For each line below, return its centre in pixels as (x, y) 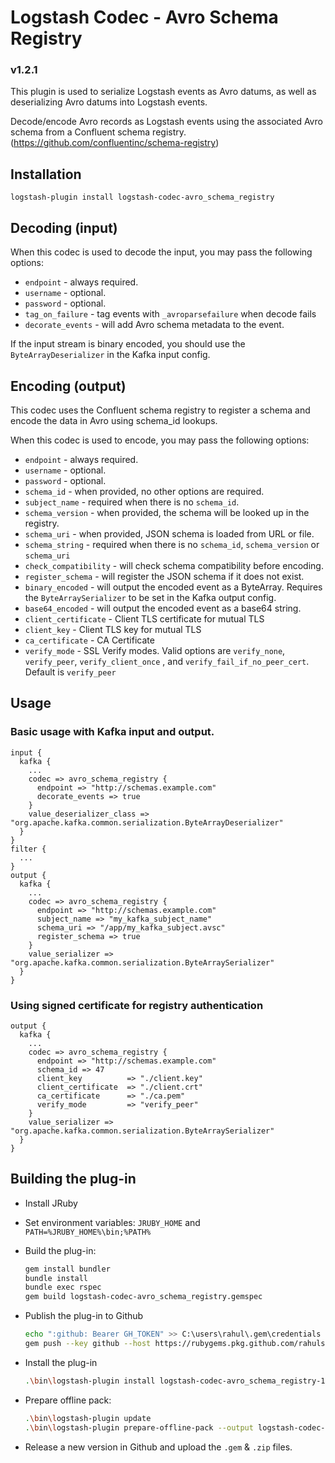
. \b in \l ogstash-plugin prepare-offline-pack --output (139, 1427)
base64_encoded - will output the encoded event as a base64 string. (163, 608)
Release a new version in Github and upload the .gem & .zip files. (158, 1447)
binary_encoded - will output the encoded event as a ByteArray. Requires (173, 587)
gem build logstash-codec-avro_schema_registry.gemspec (143, 1297)
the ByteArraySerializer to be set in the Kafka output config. (150, 597)
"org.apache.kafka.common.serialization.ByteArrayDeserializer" (147, 822)
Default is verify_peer (70, 672)
